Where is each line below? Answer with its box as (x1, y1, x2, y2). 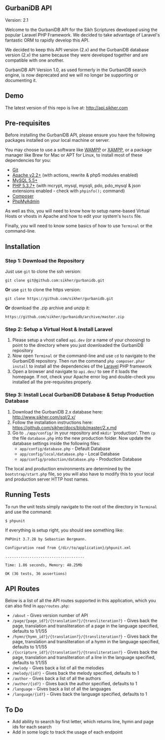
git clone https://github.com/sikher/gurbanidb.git (5, 296, 113, 301)
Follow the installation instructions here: (12, 419, 93, 425)
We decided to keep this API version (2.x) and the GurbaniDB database (5, 46, 149, 52)
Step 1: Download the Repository (5, 257, 85, 264)
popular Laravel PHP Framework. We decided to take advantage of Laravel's (5, 32, 160, 38)
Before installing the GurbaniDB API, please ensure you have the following (5, 132, 155, 138)
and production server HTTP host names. (5, 476, 89, 482)
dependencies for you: (5, 158, 51, 164)
